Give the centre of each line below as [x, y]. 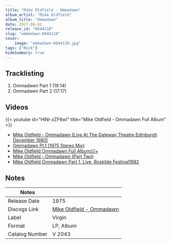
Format [16, 226]
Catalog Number [28, 234]
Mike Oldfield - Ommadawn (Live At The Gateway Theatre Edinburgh [85, 135]
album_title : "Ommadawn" [32, 19]
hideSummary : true [25, 53]
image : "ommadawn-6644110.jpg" [48, 43]
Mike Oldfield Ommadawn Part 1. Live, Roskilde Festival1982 [76, 162]
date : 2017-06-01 [24, 24]
